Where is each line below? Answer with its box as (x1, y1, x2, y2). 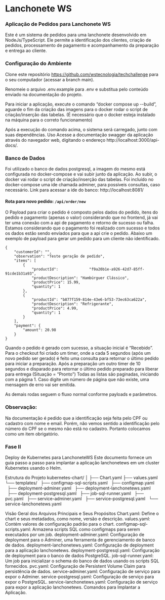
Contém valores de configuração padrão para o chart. (5, 521, 115, 527)
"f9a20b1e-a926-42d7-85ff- (89, 267, 145, 272)
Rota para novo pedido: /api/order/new (5, 198, 86, 204)
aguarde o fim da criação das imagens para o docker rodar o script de (5, 106, 148, 112)
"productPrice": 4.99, (31, 306, 79, 311)
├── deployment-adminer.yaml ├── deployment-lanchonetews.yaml (7, 485, 151, 491)
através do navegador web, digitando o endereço (5, 137, 106, 143)
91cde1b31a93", (5, 271, 37, 276)
